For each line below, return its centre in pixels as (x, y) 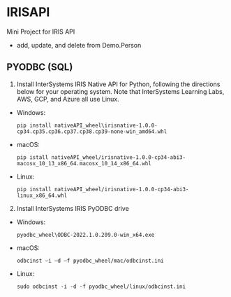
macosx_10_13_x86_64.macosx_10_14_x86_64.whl (84, 163)
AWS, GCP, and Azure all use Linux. (68, 99)
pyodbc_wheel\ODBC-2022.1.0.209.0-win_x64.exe (85, 235)
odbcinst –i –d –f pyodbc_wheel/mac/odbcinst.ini (90, 261)
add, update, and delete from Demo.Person (79, 45)
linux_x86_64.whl (42, 195)
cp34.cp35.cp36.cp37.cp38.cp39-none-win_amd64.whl (92, 131)
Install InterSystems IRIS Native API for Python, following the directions (118, 84)
